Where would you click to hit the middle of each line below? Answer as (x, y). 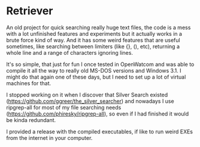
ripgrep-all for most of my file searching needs (64, 107)
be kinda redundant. (31, 120)
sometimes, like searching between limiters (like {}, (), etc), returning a (93, 46)
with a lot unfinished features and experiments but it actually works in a (94, 33)
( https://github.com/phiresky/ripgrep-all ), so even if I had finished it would (98, 114)
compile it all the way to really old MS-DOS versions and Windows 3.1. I (94, 70)
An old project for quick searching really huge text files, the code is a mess (99, 27)
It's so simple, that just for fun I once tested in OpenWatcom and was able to (100, 64)
